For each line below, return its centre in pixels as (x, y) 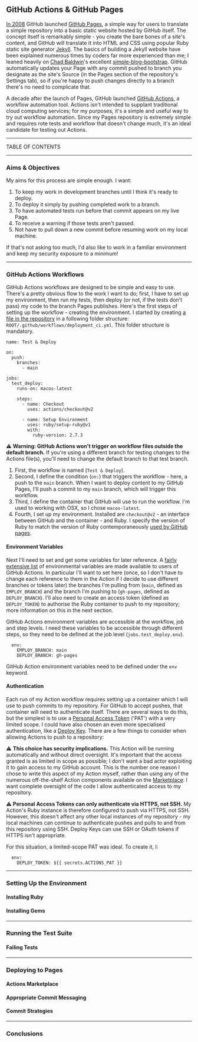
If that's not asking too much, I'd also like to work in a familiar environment (96, 247)
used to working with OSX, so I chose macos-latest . (77, 508)
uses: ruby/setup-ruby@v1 (59, 425)
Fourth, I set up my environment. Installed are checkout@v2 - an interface (102, 514)
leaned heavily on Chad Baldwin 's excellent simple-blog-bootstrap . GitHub (97, 62)
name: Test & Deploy (32, 342)
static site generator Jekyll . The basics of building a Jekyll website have (93, 49)
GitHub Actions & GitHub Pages (65, 10)
